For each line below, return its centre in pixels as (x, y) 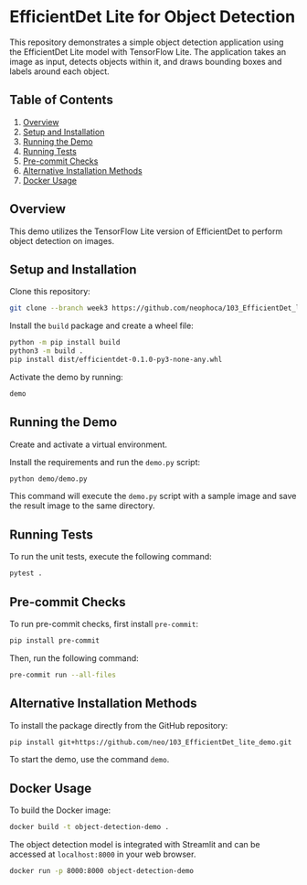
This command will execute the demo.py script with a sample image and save (153, 496)
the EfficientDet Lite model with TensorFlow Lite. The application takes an (148, 51)
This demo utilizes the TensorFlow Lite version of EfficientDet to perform (146, 231)
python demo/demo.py (49, 479)
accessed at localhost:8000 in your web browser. (103, 854)
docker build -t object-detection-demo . (90, 827)
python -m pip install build (65, 343)
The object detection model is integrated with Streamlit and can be (135, 845)
